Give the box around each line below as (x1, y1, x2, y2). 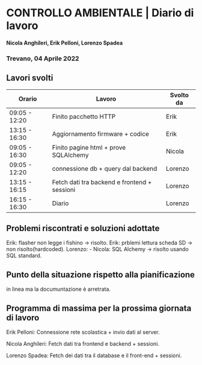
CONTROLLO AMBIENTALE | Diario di (6, 6, 194, 20)
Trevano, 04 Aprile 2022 (6, 54, 79, 63)
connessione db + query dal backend (52, 164, 158, 173)
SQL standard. (6, 252, 42, 259)
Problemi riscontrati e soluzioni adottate (6, 223, 160, 233)
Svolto (170, 90, 189, 99)
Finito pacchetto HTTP (52, 112, 116, 121)
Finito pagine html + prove (52, 143, 126, 151)
